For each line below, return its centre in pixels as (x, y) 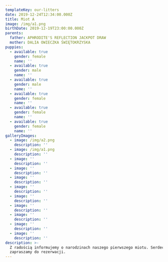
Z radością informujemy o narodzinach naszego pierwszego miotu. (79, 247)
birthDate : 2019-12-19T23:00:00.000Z (44, 29)
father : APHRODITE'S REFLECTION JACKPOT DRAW (58, 38)
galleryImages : (21, 136)
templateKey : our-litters (32, 10)
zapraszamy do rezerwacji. (38, 252)
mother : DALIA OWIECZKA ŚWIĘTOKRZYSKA (50, 43)
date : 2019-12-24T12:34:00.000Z (39, 15)
